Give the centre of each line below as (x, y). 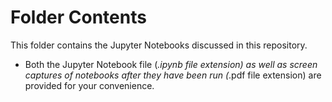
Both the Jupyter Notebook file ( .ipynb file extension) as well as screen (171, 64)
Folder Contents (78, 17)
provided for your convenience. (89, 85)
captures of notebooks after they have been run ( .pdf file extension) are (173, 75)
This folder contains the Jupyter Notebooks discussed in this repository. (159, 45)
